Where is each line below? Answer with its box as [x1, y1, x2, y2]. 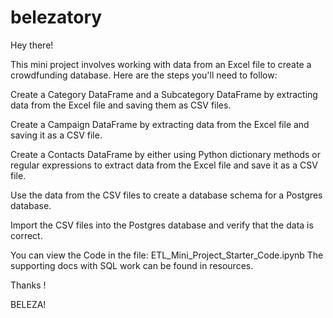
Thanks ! [10, 279, 47, 291]
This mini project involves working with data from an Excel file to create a [10, 58, 312, 70]
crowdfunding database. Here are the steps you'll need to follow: [10, 69, 278, 81]
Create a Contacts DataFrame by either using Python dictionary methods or [10, 148, 321, 160]
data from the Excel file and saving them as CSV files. [10, 99, 232, 111]
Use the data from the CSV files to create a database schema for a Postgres [10, 189, 323, 201]
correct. [10, 229, 43, 241]
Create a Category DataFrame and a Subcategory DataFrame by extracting [10, 88, 318, 100]
